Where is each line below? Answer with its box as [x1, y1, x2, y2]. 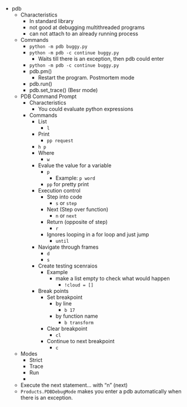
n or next [55, 212, 78, 219]
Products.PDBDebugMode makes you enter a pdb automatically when [20, 388, 182, 395]
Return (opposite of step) [46, 219, 108, 225]
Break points [38, 288, 69, 294]
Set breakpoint [46, 294, 83, 301]
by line [55, 300, 72, 307]
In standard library [29, 18, 74, 24]
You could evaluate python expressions [38, 106, 133, 112]
